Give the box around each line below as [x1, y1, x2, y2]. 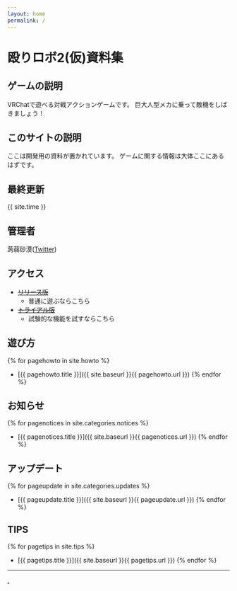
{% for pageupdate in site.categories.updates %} [7, 482, 150, 490]
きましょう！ [7, 109, 44, 117]
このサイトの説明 [7, 132, 82, 144]
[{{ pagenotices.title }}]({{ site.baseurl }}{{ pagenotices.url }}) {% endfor [17, 432, 228, 441]
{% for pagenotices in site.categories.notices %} [7, 419, 150, 428]
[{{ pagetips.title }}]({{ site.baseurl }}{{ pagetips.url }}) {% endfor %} [17, 556, 217, 564]
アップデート [7, 462, 63, 474]
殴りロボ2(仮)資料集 [7, 50, 123, 66]
